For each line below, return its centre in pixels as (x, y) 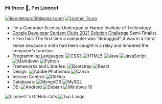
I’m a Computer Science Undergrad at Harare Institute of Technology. (82, 28)
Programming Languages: (38, 56)
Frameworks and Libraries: (39, 66)
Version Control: (28, 77)
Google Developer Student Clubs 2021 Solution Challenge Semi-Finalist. (85, 33)
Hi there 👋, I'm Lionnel (32, 8)
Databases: (23, 82)
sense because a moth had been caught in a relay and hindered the (80, 45)
